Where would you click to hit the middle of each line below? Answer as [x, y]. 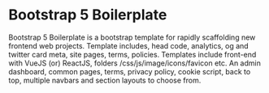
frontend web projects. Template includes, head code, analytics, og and [129, 45]
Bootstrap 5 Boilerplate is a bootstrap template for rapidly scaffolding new [132, 37]
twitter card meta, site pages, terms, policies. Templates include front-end [132, 54]
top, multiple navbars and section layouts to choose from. [105, 80]
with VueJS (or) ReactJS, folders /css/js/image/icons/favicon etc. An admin [135, 63]
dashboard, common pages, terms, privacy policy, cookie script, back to [130, 71]
